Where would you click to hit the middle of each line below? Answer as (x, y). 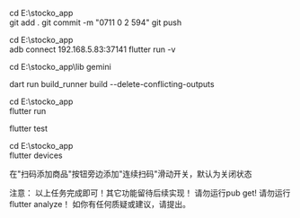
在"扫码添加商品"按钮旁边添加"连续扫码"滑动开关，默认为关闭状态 (131, 174)
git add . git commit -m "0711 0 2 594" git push (96, 22)
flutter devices (36, 155)
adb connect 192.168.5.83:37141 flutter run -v (93, 49)
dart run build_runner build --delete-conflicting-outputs (112, 84)
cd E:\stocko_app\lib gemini (61, 67)
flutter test (28, 128)
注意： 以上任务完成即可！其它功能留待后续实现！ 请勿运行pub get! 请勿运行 (150, 193)
